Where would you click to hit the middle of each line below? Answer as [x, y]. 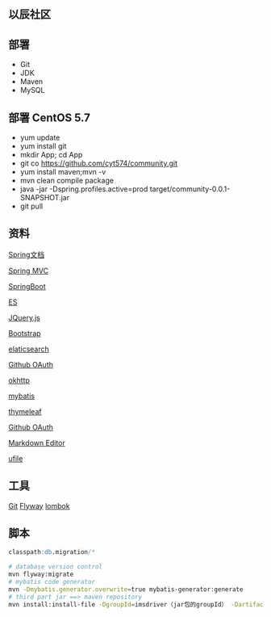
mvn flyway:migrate [41, 575]
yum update [40, 138]
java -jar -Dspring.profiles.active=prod [84, 189]
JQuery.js [24, 317]
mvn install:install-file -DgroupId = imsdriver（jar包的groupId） [118, 604]
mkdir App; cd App [51, 155]
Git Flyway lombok [39, 506]
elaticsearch [29, 349]
